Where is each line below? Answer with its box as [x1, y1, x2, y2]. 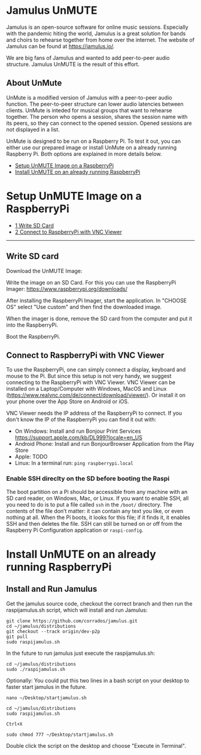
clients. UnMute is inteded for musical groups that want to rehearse [6, 106, 172, 114]
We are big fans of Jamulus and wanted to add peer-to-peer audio [6, 54, 170, 61]
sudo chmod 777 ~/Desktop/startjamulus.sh [6, 732, 114, 738]
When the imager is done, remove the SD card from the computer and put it [6, 314, 193, 322]
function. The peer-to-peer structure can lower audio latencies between [6, 100, 184, 107]
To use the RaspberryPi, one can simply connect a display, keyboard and [6, 366, 186, 373]
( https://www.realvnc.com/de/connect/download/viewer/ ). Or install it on [6, 391, 186, 399]
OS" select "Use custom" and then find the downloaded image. [6, 303, 162, 310]
